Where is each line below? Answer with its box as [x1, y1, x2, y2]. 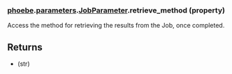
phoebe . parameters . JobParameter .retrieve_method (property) [7, 6, 226, 15]
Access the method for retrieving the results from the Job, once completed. [7, 21, 225, 30]
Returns [7, 41, 43, 53]
